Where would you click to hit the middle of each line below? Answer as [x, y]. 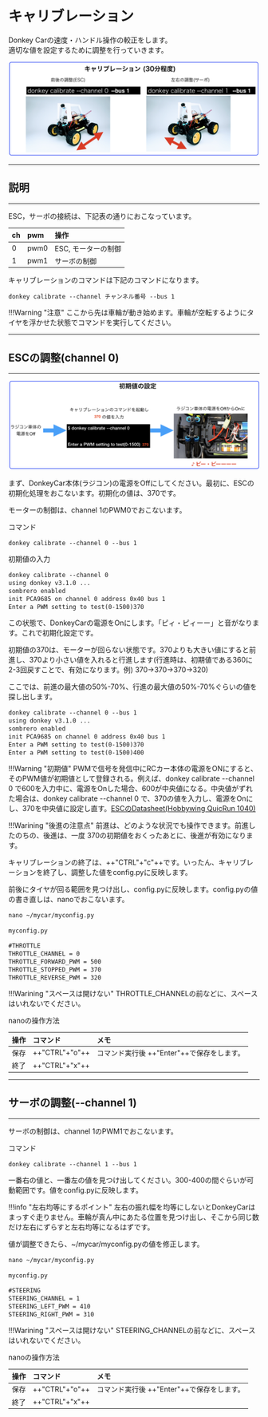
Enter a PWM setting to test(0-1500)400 [77, 753]
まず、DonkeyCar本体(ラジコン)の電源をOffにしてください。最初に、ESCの [132, 483]
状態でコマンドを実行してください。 [116, 323]
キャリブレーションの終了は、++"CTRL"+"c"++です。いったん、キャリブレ [131, 862]
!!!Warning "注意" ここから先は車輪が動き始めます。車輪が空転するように [128, 313]
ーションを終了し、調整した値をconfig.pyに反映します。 [100, 873]
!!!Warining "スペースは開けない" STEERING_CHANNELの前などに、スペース [132, 1330]
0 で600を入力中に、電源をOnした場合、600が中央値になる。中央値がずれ [131, 789]
